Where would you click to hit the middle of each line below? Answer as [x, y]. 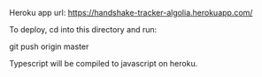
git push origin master [49, 46]
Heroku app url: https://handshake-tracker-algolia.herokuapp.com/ [131, 13]
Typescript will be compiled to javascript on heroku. [104, 63]
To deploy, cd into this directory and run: [83, 29]
